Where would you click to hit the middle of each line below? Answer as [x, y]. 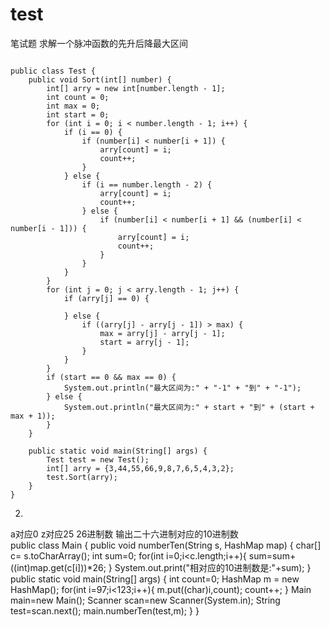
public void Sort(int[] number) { [100, 79]
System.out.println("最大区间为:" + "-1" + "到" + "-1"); [182, 388]
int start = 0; [78, 114]
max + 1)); [33, 416]
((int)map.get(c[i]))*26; [58, 567]
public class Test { [53, 71]
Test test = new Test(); [98, 459]
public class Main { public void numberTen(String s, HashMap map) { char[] [166, 545]
